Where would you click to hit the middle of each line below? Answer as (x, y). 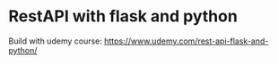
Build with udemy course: (55, 41)
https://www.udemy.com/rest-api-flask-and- (186, 41)
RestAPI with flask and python (123, 16)
